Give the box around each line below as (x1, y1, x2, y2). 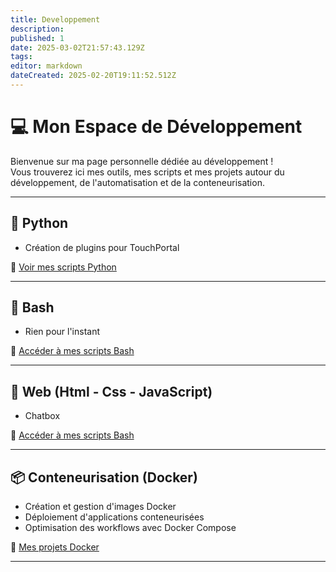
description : (10, 24, 65, 34)
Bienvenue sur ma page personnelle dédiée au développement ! (10, 155, 274, 167)
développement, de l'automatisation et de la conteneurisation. (10, 176, 265, 188)
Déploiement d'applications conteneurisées (24, 511, 205, 523)
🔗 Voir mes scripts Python (10, 261, 117, 273)
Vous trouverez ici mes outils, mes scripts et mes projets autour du (10, 166, 285, 178)
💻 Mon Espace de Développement (10, 116, 303, 138)
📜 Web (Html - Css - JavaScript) (10, 383, 213, 400)
